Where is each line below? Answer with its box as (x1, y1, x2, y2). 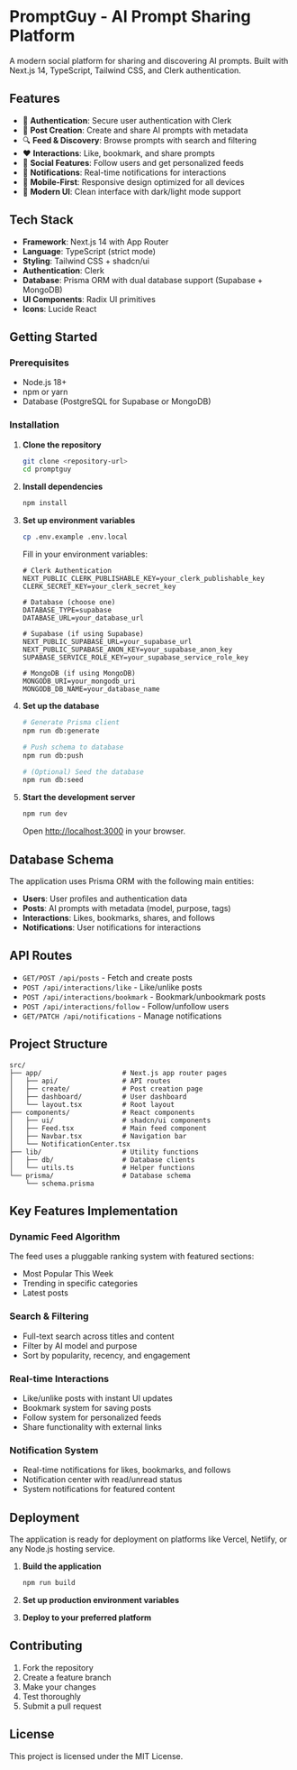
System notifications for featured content (22, 1484, 175, 1495)
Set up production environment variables (22, 1594, 180, 1605)
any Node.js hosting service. (9, 1544, 115, 1553)
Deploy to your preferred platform (22, 1612, 151, 1623)
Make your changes (22, 1681, 96, 1692)
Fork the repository (22, 1662, 94, 1673)
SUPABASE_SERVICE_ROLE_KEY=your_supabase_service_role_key (22, 653, 249, 662)
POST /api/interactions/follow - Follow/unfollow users (22, 1000, 229, 1011)
